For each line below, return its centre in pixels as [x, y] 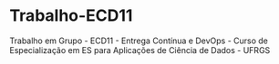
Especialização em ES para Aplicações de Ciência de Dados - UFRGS [140, 50]
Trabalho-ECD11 [71, 16]
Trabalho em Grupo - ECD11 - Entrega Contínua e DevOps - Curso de [139, 41]
